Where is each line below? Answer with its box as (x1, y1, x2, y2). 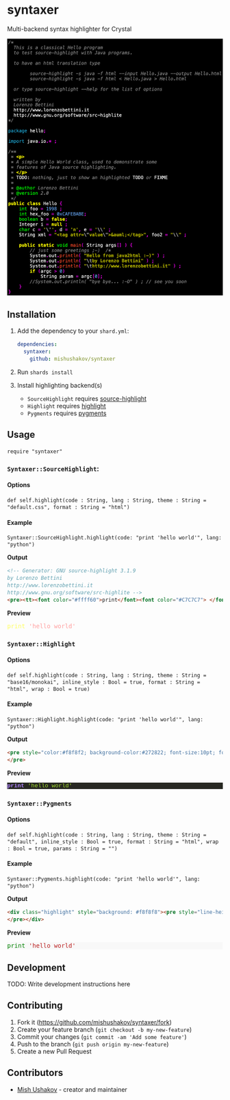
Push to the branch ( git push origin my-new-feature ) (16, 1040, 169, 1048)
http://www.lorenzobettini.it (7, 582, 94, 589)
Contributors (7, 1067, 64, 1079)
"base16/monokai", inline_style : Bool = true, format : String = (7, 679, 201, 686)
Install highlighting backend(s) (16, 382, 103, 390)
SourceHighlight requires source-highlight (27, 395, 147, 403)
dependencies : (16, 341, 57, 348)
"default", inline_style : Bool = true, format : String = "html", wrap (7, 838, 219, 845)
